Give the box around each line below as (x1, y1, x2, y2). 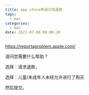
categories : (5, 21, 30, 26)
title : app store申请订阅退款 (5, 7, 62, 12)
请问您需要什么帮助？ (5, 53, 48, 59)
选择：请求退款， (5, 64, 40, 70)
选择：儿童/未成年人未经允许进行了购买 (5, 74, 85, 80)
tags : (5, 12, 16, 17)
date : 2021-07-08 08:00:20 (5, 30, 60, 35)
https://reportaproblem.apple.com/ (5, 44, 76, 49)
